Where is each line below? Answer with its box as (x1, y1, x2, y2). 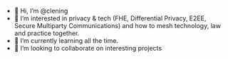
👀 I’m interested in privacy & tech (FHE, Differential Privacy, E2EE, (14, 14, 207, 22)
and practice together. (14, 29, 80, 37)
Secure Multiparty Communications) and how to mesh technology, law (14, 22, 221, 29)
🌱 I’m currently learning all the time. (14, 37, 119, 45)
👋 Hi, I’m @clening (14, 7, 68, 15)
